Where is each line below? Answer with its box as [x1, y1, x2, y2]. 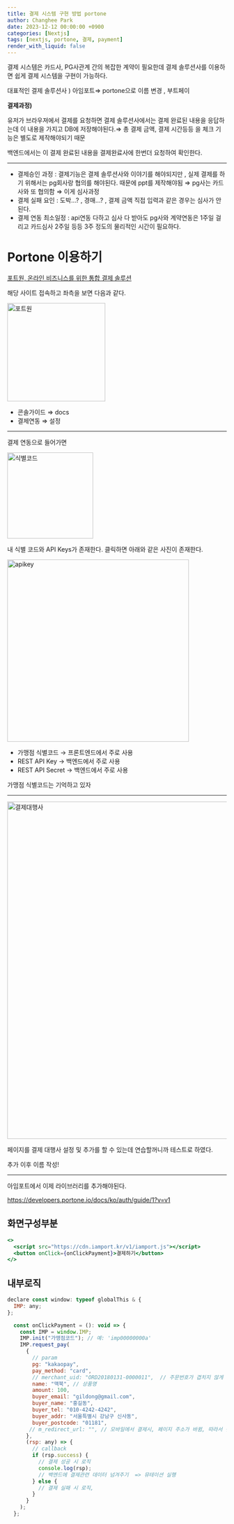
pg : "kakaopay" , [32, 1360, 79, 1367]
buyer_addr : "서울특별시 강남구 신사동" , [32, 1413, 138, 1420]
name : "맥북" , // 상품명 [32, 1380, 97, 1388]
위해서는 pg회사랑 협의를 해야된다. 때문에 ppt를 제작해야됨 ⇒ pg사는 [24, 179, 211, 187]
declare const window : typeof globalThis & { [7, 1296, 141, 1304]
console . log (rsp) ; [38, 1465, 92, 1472]
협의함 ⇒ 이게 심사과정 [38, 187, 100, 196]
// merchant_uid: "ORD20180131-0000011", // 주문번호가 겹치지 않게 [32, 1374, 224, 1381]
